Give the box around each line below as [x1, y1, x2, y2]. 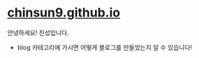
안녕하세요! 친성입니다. [7, 28, 69, 37]
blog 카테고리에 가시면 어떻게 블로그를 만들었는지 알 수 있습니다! [17, 43, 193, 51]
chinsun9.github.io [7, 5, 121, 21]
